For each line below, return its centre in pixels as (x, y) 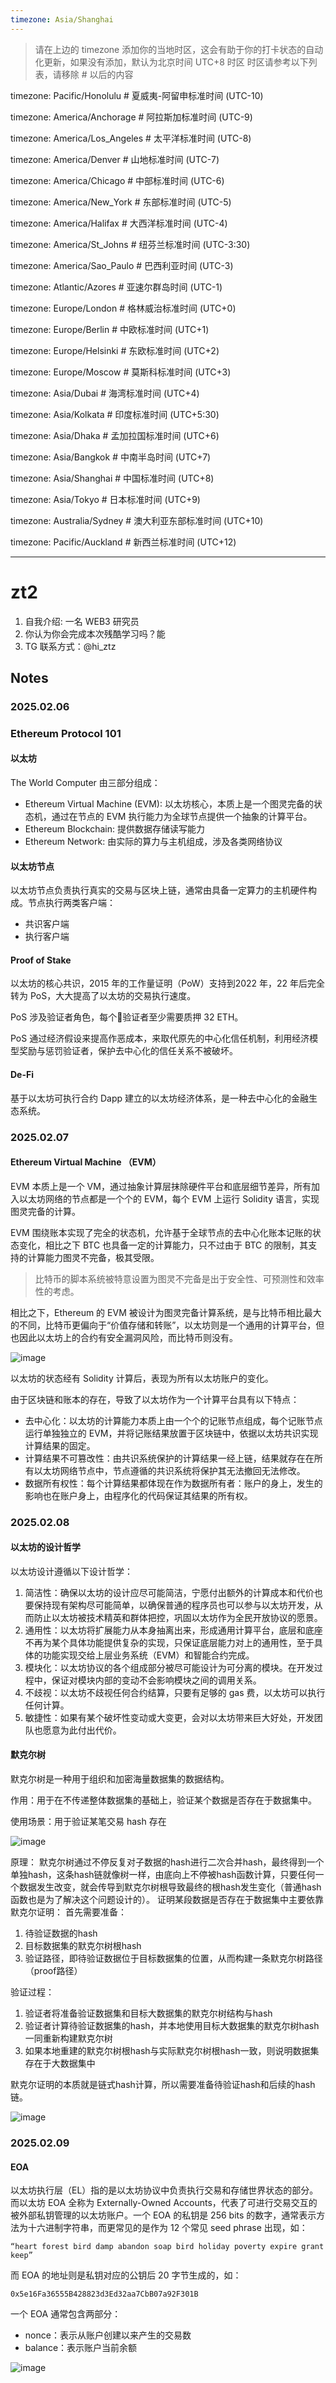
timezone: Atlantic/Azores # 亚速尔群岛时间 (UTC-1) (116, 287)
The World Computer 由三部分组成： (85, 782)
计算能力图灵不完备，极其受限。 (93, 1257)
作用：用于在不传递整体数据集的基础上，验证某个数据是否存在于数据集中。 (163, 1800)
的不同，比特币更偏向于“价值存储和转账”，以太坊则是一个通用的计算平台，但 (167, 1325)
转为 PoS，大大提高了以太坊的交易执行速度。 (103, 996)
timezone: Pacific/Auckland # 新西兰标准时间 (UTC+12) (123, 542)
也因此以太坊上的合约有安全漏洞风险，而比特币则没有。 (124, 1337)
